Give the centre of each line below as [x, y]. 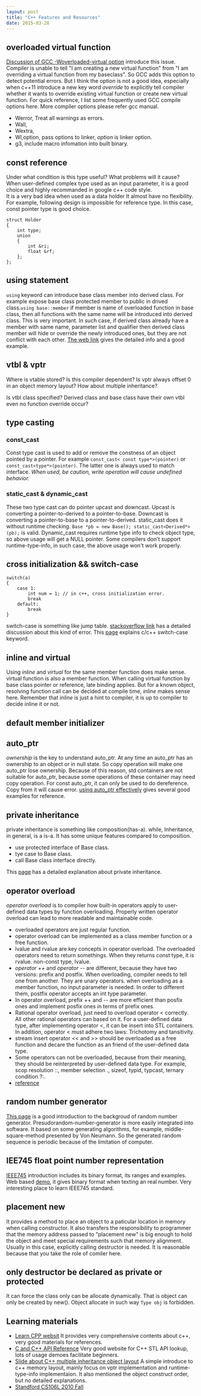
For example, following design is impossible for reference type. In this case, [100, 203]
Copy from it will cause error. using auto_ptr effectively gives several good [98, 790]
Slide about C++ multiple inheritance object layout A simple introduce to [104, 1361]
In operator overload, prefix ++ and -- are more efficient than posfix [99, 1000]
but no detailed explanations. [51, 1380]
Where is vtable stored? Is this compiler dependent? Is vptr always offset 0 [98, 379]
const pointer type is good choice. [49, 209]
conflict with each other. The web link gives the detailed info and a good [95, 340]
